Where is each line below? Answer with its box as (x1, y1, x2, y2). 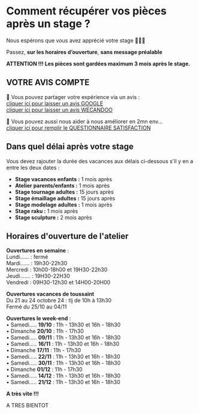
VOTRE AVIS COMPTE (6, 77, 90, 88)
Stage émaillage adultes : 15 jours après (14, 194, 116, 202)
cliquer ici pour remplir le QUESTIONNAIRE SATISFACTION (6, 124, 151, 131)
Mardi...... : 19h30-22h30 (6, 260, 68, 267)
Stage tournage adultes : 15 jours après (14, 188, 114, 196)
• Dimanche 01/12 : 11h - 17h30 (6, 366, 83, 373)
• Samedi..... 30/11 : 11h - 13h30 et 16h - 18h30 (6, 359, 121, 367)
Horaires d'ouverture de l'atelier (6, 231, 129, 241)
